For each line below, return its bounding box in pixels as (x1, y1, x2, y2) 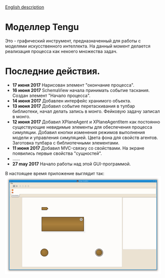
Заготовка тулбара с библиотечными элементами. (12, 139, 120, 145)
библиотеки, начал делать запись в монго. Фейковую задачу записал (12, 108, 160, 114)
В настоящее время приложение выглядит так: (5, 170, 105, 176)
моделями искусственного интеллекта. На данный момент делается (5, 43, 151, 49)
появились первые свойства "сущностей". (12, 150, 102, 156)
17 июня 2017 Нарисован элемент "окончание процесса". (12, 82, 135, 88)
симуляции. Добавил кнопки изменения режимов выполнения (12, 129, 145, 135)
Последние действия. (5, 66, 100, 77)
